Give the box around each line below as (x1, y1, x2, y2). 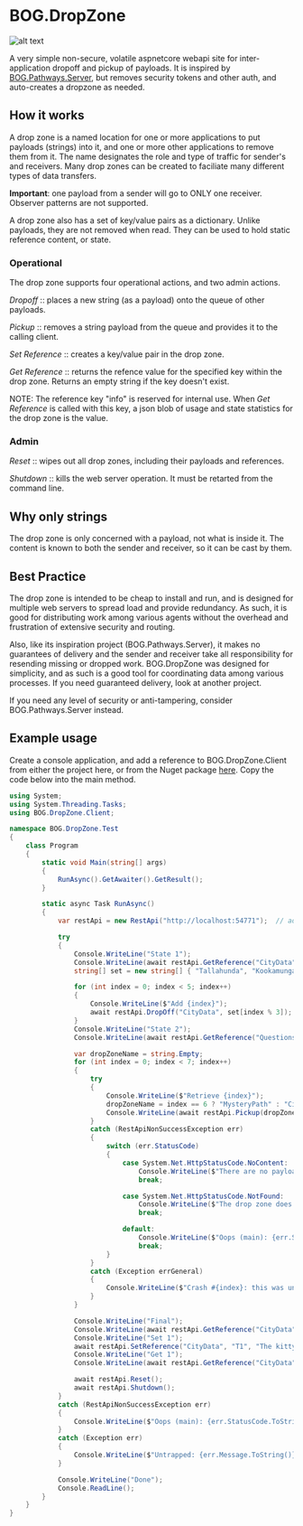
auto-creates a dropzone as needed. (9, 81, 146, 92)
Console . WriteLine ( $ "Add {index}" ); (89, 999, 228, 1008)
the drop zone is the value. (9, 413, 108, 424)
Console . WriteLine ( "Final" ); (73, 1316, 183, 1325)
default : (122, 1225, 155, 1234)
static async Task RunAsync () (41, 900, 155, 909)
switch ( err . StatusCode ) (106, 1142, 200, 1151)
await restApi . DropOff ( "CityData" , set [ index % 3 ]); (89, 1008, 293, 1017)
